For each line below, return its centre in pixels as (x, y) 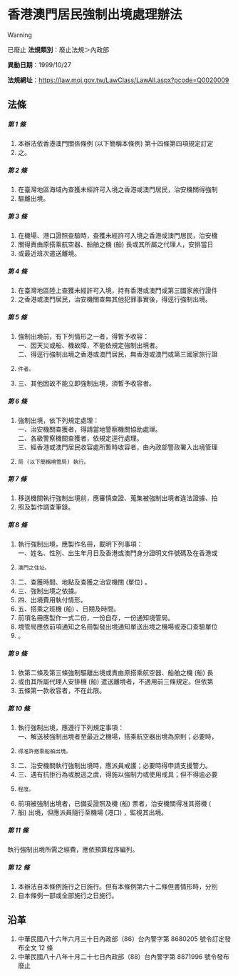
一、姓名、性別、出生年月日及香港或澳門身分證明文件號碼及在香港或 (118, 553)
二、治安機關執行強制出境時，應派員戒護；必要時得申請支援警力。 (114, 766)
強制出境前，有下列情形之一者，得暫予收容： (83, 337)
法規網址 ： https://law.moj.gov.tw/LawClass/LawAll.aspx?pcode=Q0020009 (118, 80)
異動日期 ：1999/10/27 (39, 64)
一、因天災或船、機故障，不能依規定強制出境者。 (89, 345)
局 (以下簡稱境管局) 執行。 (53, 462)
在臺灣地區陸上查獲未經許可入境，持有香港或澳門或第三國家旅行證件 (118, 291)
